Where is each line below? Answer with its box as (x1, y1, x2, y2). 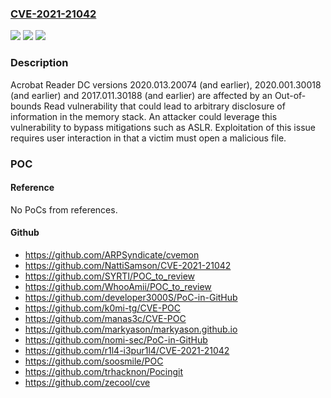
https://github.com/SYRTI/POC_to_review (24, 270, 196, 282)
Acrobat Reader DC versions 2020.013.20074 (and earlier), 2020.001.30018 (10, 78, 322, 91)
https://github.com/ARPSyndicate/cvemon (24, 248, 200, 261)
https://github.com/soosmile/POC (24, 355, 164, 367)
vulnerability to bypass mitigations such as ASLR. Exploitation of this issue (10, 121, 316, 133)
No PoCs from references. (10, 203, 118, 216)
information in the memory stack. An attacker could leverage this (10, 110, 278, 122)
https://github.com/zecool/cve (24, 376, 151, 388)
